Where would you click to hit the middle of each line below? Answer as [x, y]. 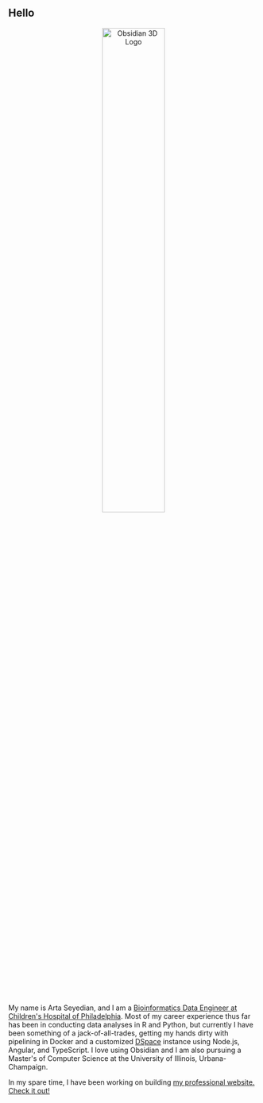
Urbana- [213, 1058]
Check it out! [29, 1090]
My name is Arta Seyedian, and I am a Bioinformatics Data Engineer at [123, 1008]
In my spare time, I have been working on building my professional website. [131, 1082]
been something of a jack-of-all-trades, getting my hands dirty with [118, 1033]
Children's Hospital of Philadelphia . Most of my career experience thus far [130, 1016]
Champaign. [28, 1066]
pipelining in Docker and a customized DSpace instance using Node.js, [124, 1041]
